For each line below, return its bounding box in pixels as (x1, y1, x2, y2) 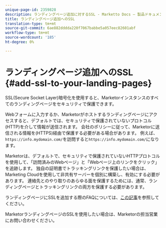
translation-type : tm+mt (5, 21, 56, 26)
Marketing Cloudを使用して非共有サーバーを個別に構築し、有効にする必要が (5, 171, 160, 177)
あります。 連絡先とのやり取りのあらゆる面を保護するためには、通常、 (5, 177, 149, 183)
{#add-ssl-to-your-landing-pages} (5, 77, 152, 89)
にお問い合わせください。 (5, 217, 57, 223)
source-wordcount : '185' (5, 35, 56, 40)
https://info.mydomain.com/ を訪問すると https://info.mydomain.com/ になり (5, 136, 160, 142)
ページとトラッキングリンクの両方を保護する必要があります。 (22, 184, 147, 190)
